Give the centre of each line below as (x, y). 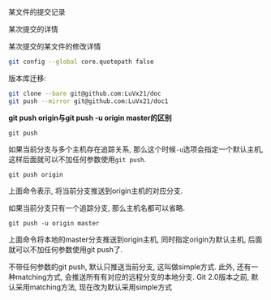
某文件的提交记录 (37, 12)
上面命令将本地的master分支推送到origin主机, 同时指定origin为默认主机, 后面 (135, 239)
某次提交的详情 (33, 29)
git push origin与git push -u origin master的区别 (90, 118)
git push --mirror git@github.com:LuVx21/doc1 (88, 101)
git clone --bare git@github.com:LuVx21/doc (85, 93)
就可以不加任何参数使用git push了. (66, 249)
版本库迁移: (28, 78)
